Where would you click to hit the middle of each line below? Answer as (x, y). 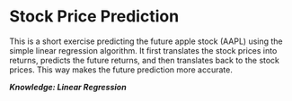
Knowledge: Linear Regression (68, 87)
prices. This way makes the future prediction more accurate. (121, 70)
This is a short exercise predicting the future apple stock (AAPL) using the (146, 41)
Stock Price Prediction (94, 17)
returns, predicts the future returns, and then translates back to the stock (145, 60)
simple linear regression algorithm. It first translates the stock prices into (143, 50)
